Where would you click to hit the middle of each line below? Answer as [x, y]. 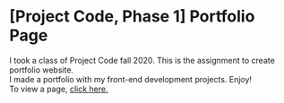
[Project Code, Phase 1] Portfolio [132, 17]
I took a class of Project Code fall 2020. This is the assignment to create [142, 60]
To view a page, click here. [59, 89]
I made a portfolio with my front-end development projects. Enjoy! [131, 79]
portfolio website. [42, 70]
